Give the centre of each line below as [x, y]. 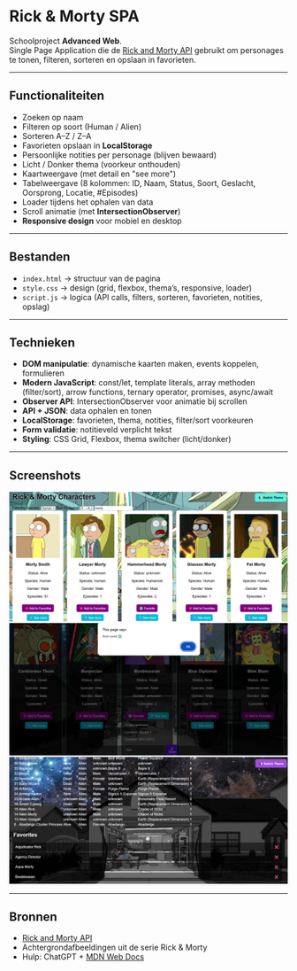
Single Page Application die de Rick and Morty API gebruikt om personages [147, 50]
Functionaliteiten [57, 96]
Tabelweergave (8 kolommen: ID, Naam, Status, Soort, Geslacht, [139, 183]
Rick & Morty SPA [74, 16]
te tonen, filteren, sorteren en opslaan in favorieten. [103, 59]
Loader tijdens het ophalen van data [88, 202]
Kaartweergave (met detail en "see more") [99, 174]
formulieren [43, 373]
